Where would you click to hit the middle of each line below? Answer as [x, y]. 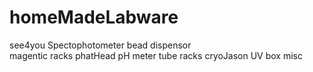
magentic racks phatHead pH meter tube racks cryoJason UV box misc [156, 55]
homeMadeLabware [94, 17]
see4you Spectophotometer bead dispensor [100, 45]
